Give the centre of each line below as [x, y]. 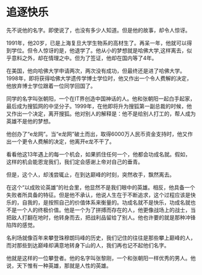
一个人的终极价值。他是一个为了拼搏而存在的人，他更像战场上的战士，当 [106, 210]
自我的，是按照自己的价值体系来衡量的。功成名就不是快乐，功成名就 [106, 202]
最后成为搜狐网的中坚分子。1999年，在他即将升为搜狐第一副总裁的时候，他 [99, 106]
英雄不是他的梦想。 [30, 121]
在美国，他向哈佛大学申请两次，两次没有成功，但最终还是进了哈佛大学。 [96, 70]
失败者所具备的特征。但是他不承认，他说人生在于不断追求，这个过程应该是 [98, 195]
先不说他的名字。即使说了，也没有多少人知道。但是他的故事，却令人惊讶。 [98, 30]
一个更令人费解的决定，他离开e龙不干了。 [63, 141]
